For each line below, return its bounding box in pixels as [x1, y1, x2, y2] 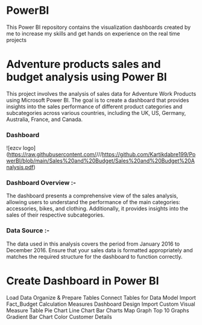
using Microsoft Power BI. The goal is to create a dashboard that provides [6, 96, 189, 104]
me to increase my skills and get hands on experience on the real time [6, 29, 180, 37]
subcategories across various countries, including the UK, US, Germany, [6, 109, 186, 116]
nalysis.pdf [6, 164, 34, 171]
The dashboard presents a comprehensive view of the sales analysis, [6, 192, 178, 199]
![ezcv [6, 144, 22, 152]
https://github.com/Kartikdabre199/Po [101, 151, 196, 158]
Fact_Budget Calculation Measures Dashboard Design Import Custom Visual [6, 300, 195, 308]
